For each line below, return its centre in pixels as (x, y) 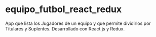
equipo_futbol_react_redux (64, 9)
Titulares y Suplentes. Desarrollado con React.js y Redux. (65, 28)
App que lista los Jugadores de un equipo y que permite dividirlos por (78, 23)
